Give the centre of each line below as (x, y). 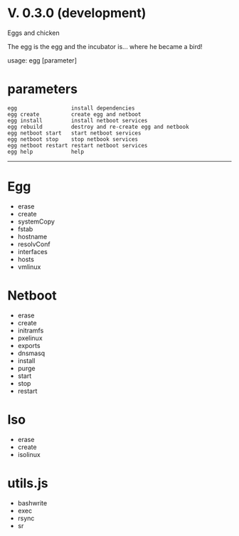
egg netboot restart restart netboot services (78, 145)
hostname (32, 236)
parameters (43, 89)
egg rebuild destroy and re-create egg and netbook (99, 127)
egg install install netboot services (78, 120)
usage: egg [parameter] (42, 60)
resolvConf (34, 244)
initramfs (31, 330)
